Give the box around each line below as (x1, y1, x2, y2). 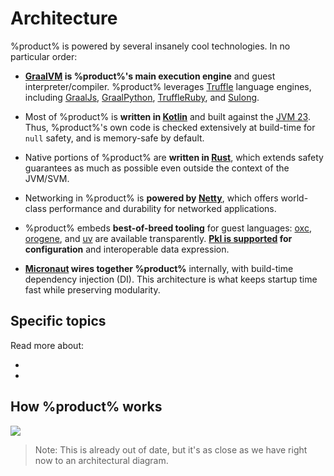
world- (280, 192, 309, 204)
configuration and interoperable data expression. (24, 243, 230, 255)
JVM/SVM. (24, 172, 70, 184)
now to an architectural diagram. (34, 454, 169, 466)
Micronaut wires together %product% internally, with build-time (24, 262, 294, 274)
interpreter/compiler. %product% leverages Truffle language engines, (24, 80, 312, 92)
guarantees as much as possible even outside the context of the (24, 162, 290, 174)
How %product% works (10, 398, 163, 416)
